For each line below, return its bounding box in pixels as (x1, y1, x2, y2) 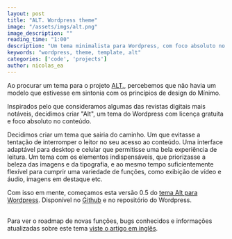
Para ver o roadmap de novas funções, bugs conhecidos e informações (7, 217, 213, 225)
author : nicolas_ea (7, 62, 64, 69)
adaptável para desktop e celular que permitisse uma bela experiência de (7, 145, 217, 153)
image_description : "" (7, 29, 73, 37)
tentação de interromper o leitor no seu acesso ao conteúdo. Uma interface (7, 137, 224, 146)
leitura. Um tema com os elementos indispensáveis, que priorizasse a (7, 153, 206, 161)
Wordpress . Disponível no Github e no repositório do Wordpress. (7, 196, 192, 204)
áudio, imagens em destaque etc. (7, 175, 103, 183)
